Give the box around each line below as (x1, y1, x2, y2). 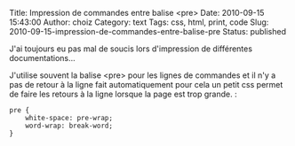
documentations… (9, 53, 76, 63)
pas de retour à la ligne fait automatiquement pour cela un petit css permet (9, 80, 283, 89)
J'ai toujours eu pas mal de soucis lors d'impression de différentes (9, 43, 253, 54)
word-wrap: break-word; (25, 121, 114, 130)
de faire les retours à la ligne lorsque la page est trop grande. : (9, 88, 237, 99)
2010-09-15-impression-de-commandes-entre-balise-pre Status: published (9, 27, 287, 36)
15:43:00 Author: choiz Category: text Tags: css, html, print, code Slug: (9, 17, 269, 27)
